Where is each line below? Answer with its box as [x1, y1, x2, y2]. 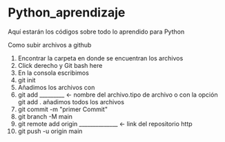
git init [17, 75, 36, 84]
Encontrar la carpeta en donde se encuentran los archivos [17, 54, 184, 62]
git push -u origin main [17, 127, 83, 135]
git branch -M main [17, 112, 73, 121]
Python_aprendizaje [8, 5, 126, 21]
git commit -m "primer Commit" [17, 105, 108, 113]
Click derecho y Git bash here [17, 61, 103, 69]
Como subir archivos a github [8, 40, 92, 49]
